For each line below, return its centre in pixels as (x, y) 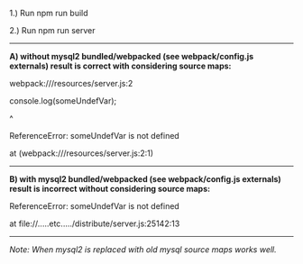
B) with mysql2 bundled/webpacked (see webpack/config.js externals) (145, 179)
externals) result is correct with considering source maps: (120, 66)
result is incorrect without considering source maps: (110, 189)
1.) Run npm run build (49, 13)
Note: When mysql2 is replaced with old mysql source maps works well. (143, 250)
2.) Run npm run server (52, 30)
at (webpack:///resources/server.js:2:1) (82, 153)
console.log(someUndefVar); (63, 101)
